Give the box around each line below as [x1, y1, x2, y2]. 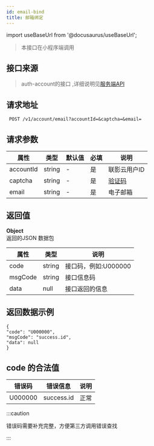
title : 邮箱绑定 [6, 15, 43, 21]
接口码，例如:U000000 [65, 262, 132, 270]
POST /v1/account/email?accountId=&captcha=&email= [8, 116, 142, 122]
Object [6, 227, 24, 234]
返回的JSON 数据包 [6, 234, 54, 241]
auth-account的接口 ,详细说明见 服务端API [21, 80, 125, 88]
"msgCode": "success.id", [6, 334, 71, 340]
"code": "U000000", [6, 328, 56, 335]
